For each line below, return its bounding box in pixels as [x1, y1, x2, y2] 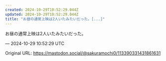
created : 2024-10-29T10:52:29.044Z [5, 7, 79, 12]
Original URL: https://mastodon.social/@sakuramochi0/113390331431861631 [5, 50, 161, 56]
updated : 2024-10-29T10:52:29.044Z [5, 12, 79, 17]
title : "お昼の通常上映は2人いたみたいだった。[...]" [5, 16, 105, 21]
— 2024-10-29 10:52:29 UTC [5, 41, 64, 47]
